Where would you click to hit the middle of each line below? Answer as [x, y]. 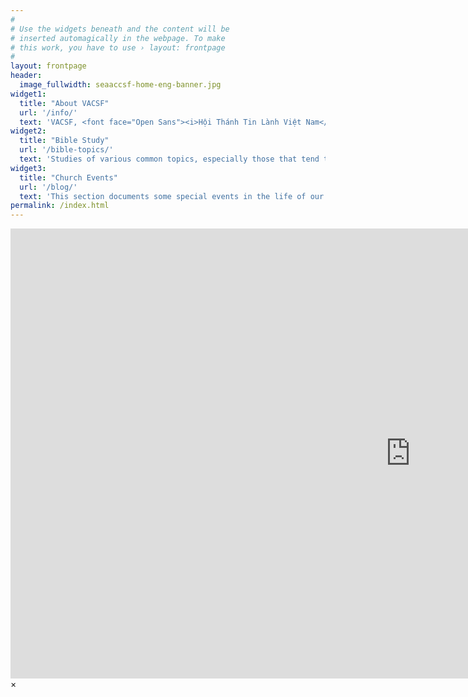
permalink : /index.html [60, 206]
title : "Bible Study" [64, 141]
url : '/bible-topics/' [66, 150]
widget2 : [28, 131]
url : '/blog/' [48, 187]
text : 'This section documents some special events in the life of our [172, 196]
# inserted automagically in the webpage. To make [118, 38]
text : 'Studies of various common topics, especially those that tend [169, 159]
